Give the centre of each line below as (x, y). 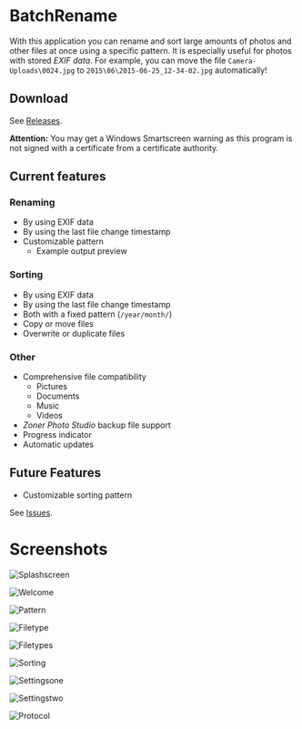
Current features (58, 177)
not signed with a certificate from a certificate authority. (114, 147)
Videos (50, 416)
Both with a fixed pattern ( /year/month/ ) (97, 314)
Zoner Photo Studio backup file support (96, 425)
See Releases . (36, 120)
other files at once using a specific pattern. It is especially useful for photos (151, 50)
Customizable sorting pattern (77, 495)
